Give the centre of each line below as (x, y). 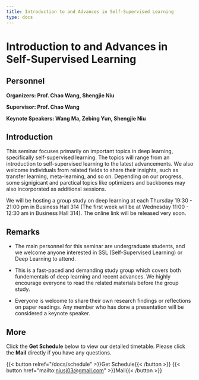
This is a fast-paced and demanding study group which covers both (98, 270)
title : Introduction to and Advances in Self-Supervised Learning (90, 12)
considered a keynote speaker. (52, 313)
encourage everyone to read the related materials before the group (97, 283)
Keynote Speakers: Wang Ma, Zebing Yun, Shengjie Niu (76, 118)
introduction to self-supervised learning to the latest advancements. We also (100, 164)
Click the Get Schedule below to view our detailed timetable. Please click (96, 346)
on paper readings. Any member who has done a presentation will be (99, 307)
